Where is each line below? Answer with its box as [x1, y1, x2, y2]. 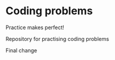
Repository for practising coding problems [5, 35, 110, 42]
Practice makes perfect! [5, 24, 64, 31]
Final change [5, 46, 38, 54]
